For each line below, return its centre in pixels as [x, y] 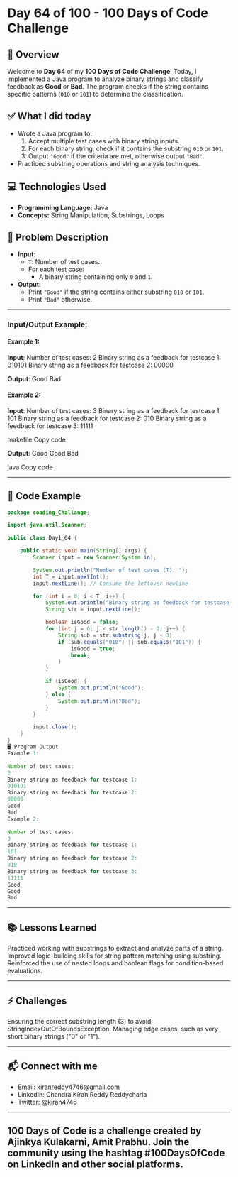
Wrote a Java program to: [55, 133]
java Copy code [30, 467]
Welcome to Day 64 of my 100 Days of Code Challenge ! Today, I [102, 71]
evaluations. [25, 971]
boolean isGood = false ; [82, 623]
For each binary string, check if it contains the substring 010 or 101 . [126, 148]
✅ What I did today [49, 116]
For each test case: [56, 269]
